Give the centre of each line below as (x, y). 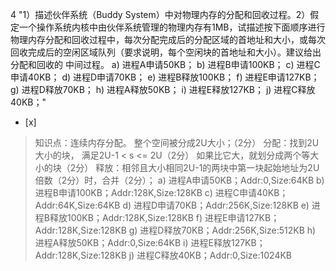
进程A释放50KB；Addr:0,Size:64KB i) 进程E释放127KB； (150, 242)
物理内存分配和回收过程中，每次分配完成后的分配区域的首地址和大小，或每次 (168, 39)
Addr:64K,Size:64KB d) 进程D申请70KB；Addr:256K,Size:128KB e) (172, 205)
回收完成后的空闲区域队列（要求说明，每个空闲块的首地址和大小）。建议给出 (166, 52)
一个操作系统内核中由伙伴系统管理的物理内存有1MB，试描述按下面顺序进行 (172, 27)
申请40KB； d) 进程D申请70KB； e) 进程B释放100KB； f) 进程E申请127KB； (165, 77)
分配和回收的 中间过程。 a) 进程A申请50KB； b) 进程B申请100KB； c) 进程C (165, 64)
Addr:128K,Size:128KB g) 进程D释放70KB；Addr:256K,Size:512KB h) (175, 230)
